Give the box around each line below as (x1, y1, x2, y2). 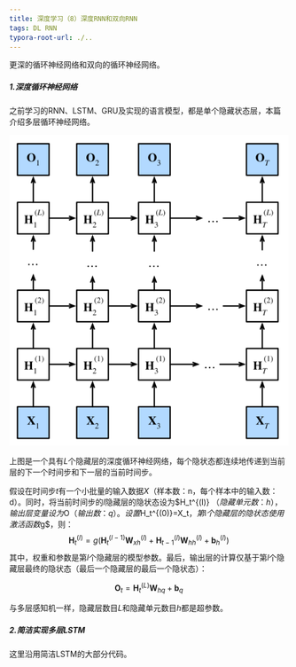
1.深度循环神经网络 (9, 81, 78, 92)
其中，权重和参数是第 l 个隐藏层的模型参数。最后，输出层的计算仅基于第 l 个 (9, 552, 277, 562)
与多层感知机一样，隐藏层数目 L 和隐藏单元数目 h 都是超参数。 (9, 603, 229, 614)
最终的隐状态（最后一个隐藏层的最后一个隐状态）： (24, 563, 207, 574)
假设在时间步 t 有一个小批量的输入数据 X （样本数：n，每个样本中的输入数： (9, 486, 278, 497)
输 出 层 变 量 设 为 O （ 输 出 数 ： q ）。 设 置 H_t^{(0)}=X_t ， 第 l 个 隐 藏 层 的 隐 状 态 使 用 (9, 508, 284, 519)
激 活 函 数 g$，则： (9, 519, 74, 530)
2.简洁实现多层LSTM (9, 624, 86, 635)
